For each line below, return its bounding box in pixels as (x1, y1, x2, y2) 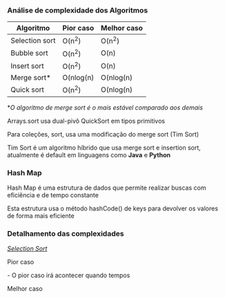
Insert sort (10, 61, 44, 70)
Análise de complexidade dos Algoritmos (7, 6, 148, 15)
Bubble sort (10, 48, 48, 58)
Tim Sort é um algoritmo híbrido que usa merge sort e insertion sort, (7, 143, 202, 152)
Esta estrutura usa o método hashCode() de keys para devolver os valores (7, 204, 219, 212)
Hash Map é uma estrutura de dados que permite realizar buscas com (7, 183, 206, 192)
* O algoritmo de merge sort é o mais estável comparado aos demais (7, 103, 204, 112)
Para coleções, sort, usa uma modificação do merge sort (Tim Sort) (7, 130, 199, 138)
